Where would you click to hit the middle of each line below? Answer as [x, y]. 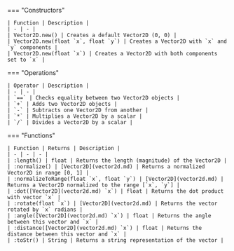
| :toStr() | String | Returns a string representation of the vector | [116, 240]
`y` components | [33, 48]
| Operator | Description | [48, 86]
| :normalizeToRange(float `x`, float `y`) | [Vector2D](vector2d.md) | [116, 179]
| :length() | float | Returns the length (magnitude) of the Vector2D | [117, 161]
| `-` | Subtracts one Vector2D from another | [78, 110]
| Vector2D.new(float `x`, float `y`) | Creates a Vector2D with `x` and [117, 41]
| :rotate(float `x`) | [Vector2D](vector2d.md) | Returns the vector [112, 203]
